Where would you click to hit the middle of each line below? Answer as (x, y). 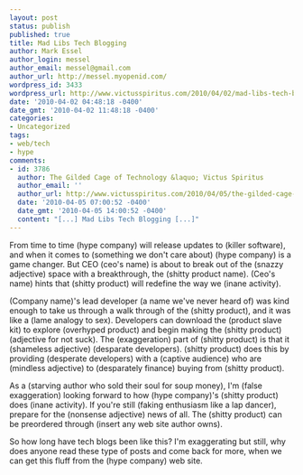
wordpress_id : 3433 (46, 85)
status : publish (40, 26)
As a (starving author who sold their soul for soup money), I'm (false (136, 386)
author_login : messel (50, 60)
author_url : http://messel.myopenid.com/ (88, 77)
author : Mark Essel (46, 51)
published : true (40, 34)
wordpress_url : (38, 93)
